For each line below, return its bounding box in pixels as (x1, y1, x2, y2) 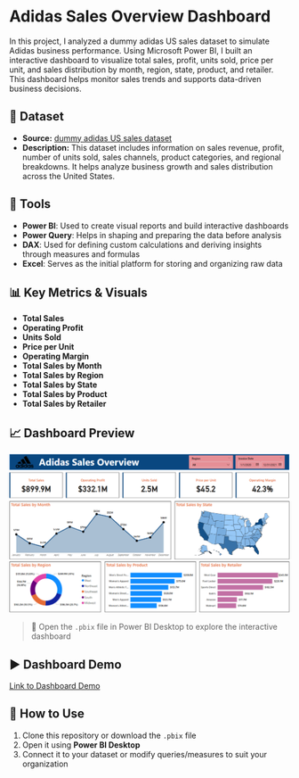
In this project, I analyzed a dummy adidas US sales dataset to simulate (9, 36, 270, 46)
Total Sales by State (21, 379, 98, 390)
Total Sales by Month (21, 360, 102, 371)
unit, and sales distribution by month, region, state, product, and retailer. (9, 64, 274, 75)
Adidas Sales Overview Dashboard (9, 6, 271, 27)
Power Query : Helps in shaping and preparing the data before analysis (21, 229, 282, 240)
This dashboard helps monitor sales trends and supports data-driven (9, 73, 262, 84)
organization (21, 758, 69, 769)
